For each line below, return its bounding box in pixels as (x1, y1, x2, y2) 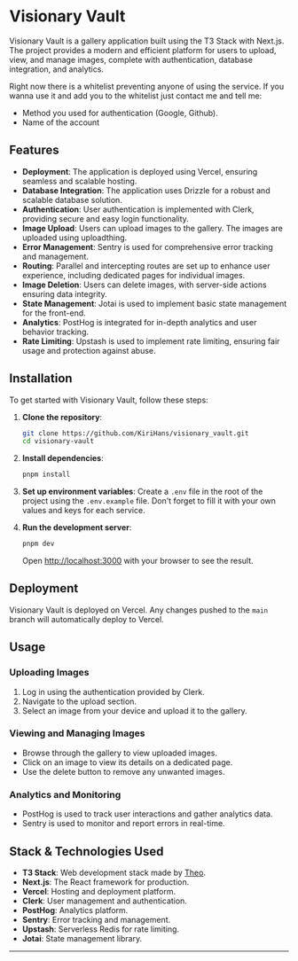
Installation (9, 371, 73, 387)
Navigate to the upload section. (21, 696, 137, 707)
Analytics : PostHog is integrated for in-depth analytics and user (21, 316, 257, 327)
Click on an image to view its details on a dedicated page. (21, 756, 233, 768)
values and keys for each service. (21, 505, 145, 516)
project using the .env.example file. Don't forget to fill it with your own (21, 496, 277, 506)
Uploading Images (9, 667, 90, 679)
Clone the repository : (21, 411, 103, 422)
